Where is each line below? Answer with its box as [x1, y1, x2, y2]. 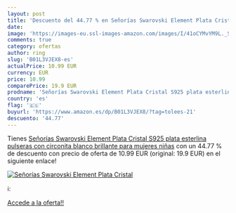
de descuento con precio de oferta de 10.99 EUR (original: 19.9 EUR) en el [7, 149, 221, 157]
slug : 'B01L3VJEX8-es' [7, 56, 74, 63]
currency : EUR [7, 69, 49, 76]
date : [7, 23, 23, 30]
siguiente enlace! [7, 156, 57, 165]
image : [7, 30, 27, 37]
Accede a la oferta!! [7, 198, 65, 207]
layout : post [7, 10, 46, 18]
